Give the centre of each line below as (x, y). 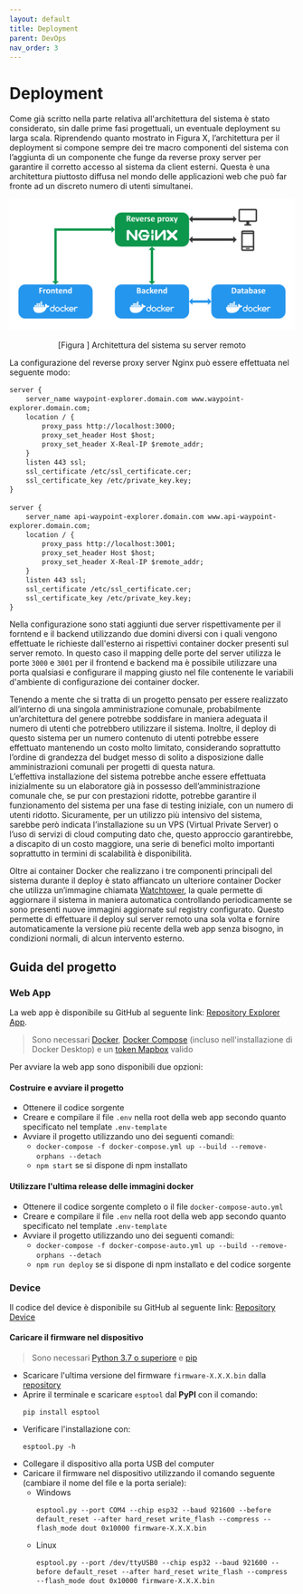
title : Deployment (44, 29)
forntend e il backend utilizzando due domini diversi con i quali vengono (143, 634)
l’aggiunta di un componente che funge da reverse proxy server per (135, 158)
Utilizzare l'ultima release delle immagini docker (102, 1186)
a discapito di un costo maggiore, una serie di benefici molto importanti (142, 844)
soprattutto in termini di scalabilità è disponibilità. (101, 854)
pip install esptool (61, 1413)
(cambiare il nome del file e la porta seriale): (104, 1483)
